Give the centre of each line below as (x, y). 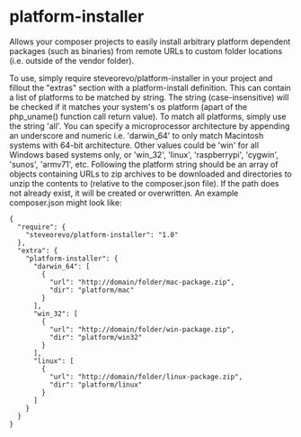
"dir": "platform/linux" (96, 385)
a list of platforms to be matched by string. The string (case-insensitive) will (149, 97)
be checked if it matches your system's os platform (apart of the (128, 106)
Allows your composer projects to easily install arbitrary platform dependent (150, 41)
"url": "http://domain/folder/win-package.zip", (142, 329)
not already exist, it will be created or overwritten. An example (124, 193)
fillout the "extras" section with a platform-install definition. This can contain (150, 87)
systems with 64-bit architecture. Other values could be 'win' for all (134, 145)
